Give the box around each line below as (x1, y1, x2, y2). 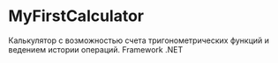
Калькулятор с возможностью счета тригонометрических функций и (8, 35, 270, 45)
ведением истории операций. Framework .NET (8, 44, 184, 54)
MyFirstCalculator (8, 6, 145, 26)
